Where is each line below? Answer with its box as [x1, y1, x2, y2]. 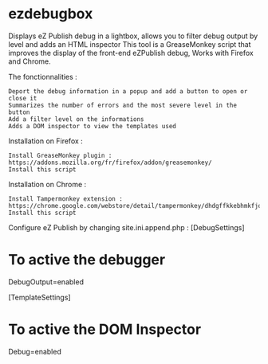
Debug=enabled [8, 346, 61, 356]
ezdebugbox [8, 5, 93, 23]
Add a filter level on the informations [8, 115, 145, 123]
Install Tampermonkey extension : [8, 194, 124, 203]
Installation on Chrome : [8, 179, 87, 189]
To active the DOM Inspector [8, 320, 202, 339]
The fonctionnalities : [8, 72, 77, 81]
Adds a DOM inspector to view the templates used [8, 122, 177, 130]
